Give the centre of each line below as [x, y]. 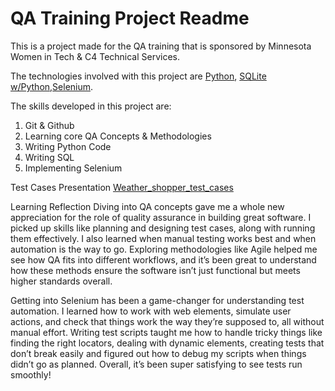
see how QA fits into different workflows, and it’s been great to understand [163, 259]
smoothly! [31, 374]
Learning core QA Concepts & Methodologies [118, 136]
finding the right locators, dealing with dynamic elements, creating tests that [167, 343]
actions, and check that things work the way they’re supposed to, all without [167, 321]
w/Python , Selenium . [52, 86]
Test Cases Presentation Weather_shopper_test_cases [122, 187]
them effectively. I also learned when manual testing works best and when [163, 238]
